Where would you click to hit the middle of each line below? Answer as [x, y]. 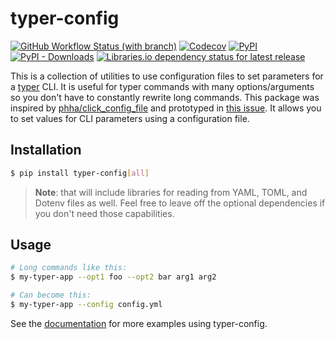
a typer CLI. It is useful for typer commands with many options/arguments [162, 86]
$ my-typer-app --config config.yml [86, 305]
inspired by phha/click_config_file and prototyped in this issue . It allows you [166, 108]
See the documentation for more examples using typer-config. [139, 323]
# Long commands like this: [69, 268]
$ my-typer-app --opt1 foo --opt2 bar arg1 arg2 [113, 277]
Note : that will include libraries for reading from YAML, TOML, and [171, 192]
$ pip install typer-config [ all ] [80, 173]
